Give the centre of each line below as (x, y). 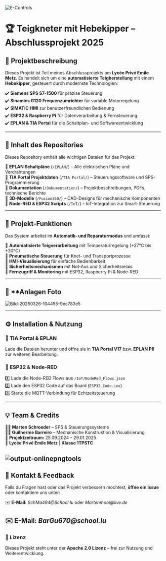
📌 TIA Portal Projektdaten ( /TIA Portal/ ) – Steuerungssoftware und (75, 177)
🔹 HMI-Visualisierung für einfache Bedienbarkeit (55, 261)
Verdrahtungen (21, 172)
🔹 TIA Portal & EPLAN (31, 338)
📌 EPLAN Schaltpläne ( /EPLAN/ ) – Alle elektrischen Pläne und (67, 167)
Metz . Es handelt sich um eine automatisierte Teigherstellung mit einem (80, 78)
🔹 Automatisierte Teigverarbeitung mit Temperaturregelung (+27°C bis (78, 245)
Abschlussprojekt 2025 (55, 43)
